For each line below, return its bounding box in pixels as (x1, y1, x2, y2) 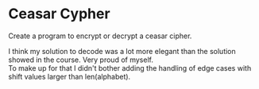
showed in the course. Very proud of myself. (8, 55, 153, 64)
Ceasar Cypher (8, 5, 110, 23)
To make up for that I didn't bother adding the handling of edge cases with (8, 63, 252, 72)
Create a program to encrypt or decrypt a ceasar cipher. (8, 31, 192, 41)
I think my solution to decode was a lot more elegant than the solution (8, 46, 236, 56)
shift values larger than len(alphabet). (8, 72, 131, 81)
